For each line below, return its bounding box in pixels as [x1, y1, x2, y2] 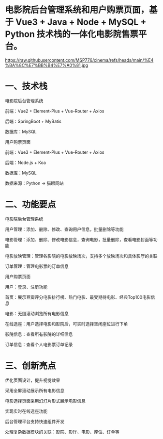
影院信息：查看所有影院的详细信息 [5, 331, 73, 337]
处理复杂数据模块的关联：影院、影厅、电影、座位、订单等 [5, 429, 119, 435]
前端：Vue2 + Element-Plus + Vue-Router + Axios [5, 108, 104, 114]
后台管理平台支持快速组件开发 [5, 418, 64, 424]
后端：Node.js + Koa [5, 160, 46, 165]
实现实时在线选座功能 [5, 408, 47, 414]
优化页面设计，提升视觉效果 [5, 377, 60, 383]
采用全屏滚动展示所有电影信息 [5, 388, 64, 393]
